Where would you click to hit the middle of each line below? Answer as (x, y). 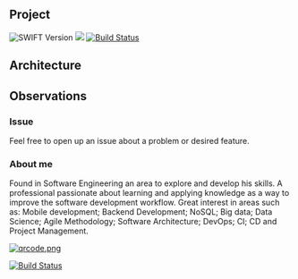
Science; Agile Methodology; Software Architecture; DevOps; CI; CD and (143, 222)
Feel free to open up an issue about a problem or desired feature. (129, 140)
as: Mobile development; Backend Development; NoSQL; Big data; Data (141, 212)
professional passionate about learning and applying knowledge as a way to (149, 193)
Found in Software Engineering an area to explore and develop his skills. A (146, 183)
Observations (48, 96)
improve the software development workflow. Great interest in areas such (145, 203)
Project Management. (49, 231)
